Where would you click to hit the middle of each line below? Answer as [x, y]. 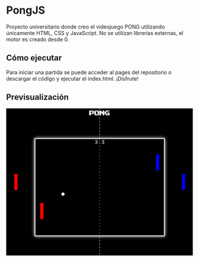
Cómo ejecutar [34, 58]
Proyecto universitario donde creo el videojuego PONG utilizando [86, 27]
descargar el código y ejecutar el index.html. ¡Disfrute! [73, 78]
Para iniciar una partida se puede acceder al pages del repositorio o [89, 72]
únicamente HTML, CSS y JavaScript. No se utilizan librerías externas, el [95, 33]
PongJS [26, 10]
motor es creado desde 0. [38, 39]
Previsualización [38, 98]
